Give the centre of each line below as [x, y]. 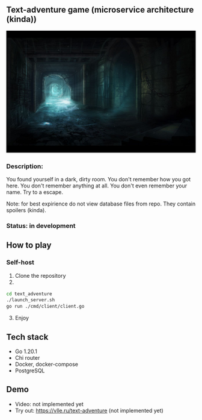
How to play [29, 246]
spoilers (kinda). [26, 210]
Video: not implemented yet [49, 404]
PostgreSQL [30, 371]
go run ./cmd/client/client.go [45, 307]
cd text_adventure [29, 294]
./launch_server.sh [31, 300]
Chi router [27, 358]
